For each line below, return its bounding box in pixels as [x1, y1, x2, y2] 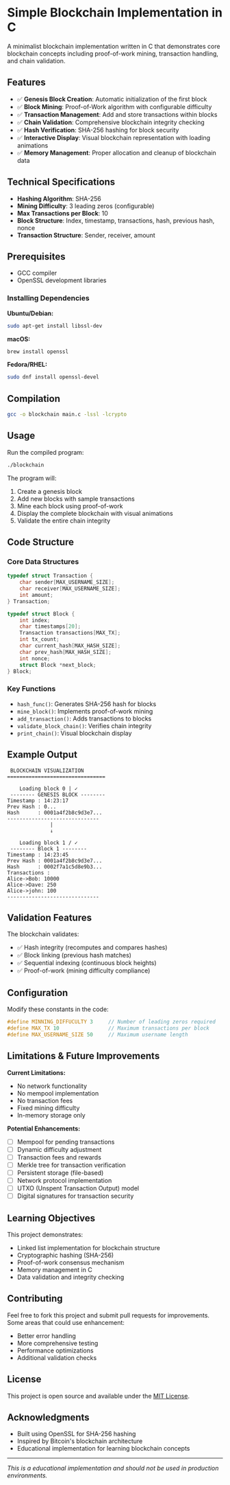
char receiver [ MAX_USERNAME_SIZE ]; [19, 585, 121, 592]
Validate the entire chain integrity [16, 517, 111, 525]
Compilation [7, 393, 60, 405]
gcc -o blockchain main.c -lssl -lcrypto [7, 411, 127, 418]
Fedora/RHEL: [7, 361, 48, 369]
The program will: [7, 474, 57, 482]
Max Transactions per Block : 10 [16, 209, 108, 217]
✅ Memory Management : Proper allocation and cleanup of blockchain [16, 148, 217, 157]
